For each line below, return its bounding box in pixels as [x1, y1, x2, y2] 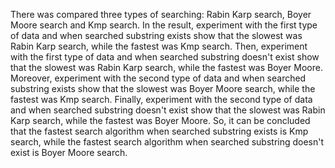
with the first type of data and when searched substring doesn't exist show [10, 51, 320, 63]
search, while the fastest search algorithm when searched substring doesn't [10, 136, 325, 148]
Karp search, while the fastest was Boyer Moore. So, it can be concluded [10, 115, 311, 126]
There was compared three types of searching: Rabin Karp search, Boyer [10, 9, 312, 20]
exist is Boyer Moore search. [10, 147, 128, 158]
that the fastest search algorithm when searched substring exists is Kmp [10, 125, 309, 137]
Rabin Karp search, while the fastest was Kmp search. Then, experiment [10, 40, 308, 52]
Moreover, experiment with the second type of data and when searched [10, 72, 307, 84]
